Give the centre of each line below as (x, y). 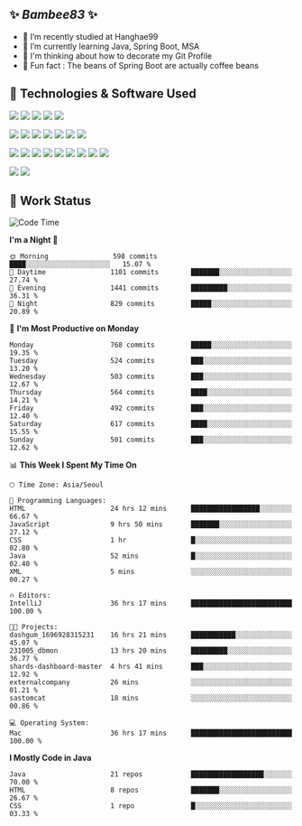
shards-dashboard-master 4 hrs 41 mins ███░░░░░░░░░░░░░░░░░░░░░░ (151, 667)
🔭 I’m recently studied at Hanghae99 (90, 36)
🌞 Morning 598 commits (83, 256)
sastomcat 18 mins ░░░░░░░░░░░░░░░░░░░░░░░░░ (151, 699)
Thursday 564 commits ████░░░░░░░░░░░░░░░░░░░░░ (151, 393)
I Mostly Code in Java (50, 758)
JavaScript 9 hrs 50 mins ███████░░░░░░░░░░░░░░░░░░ (151, 524)
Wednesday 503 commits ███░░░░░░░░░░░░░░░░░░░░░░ (151, 377)
